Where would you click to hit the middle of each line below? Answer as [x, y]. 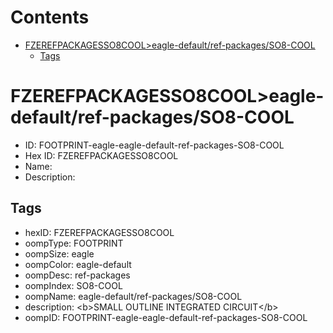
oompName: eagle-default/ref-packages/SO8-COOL [133, 296]
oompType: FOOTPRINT [74, 243]
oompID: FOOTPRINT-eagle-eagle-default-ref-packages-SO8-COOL [166, 317]
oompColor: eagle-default [78, 264]
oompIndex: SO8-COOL [73, 285]
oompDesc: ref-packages [77, 275]
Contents [50, 17]
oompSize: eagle [59, 253]
